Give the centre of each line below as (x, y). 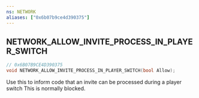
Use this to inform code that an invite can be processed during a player (94, 82)
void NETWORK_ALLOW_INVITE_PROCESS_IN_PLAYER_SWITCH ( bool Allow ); (91, 71)
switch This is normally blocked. (46, 88)
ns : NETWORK (21, 12)
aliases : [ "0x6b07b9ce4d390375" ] (48, 17)
